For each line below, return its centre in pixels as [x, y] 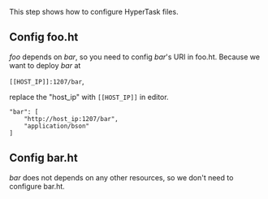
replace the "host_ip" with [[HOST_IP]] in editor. [89, 97]
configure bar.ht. [37, 186]
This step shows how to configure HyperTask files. [94, 12]
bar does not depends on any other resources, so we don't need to [121, 177]
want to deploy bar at [45, 65]
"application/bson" [57, 126]
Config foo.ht [44, 37]
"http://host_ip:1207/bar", [71, 119]
